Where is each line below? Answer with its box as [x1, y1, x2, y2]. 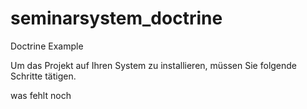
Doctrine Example [10, 40, 84, 52]
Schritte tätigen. [10, 70, 77, 82]
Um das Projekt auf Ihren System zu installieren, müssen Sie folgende [10, 59, 298, 71]
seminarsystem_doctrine [10, 7, 223, 30]
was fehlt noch [10, 89, 72, 101]
